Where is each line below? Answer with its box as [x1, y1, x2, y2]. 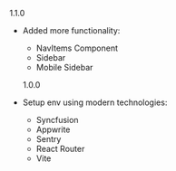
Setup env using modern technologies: [22, 97, 168, 108]
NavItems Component [35, 43, 119, 53]
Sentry [35, 134, 62, 144]
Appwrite [35, 124, 71, 135]
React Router [35, 144, 85, 154]
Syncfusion [35, 115, 79, 125]
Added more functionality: [22, 25, 121, 35]
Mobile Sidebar [35, 62, 93, 72]
